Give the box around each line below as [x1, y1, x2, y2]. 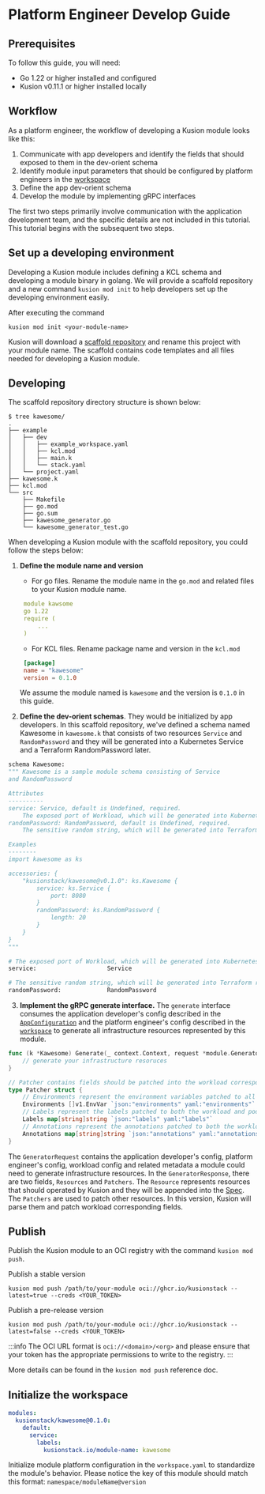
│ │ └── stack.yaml [8, 461, 87, 470]
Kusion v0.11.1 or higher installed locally [19, 81, 147, 91]
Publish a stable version [8, 1270, 86, 1279]
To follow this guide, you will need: [8, 58, 121, 67]
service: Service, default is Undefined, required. [8, 804, 181, 812]
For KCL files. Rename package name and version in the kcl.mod [31, 643, 241, 653]
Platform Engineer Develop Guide [8, 6, 231, 24]
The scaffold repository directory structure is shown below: [8, 398, 201, 407]
